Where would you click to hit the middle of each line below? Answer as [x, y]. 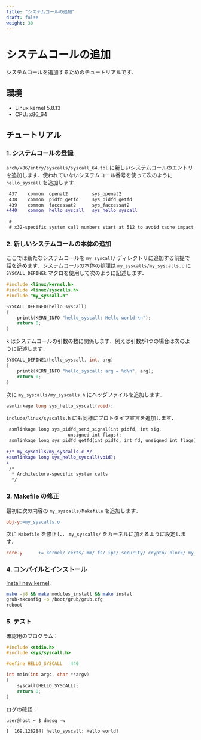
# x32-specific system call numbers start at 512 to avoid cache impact [101, 228]
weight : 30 [20, 23]
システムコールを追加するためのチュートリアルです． [71, 72]
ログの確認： [22, 709]
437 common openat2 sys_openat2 [65, 194]
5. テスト [19, 622]
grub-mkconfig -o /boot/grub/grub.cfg [54, 599]
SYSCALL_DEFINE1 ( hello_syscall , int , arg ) [60, 360]
